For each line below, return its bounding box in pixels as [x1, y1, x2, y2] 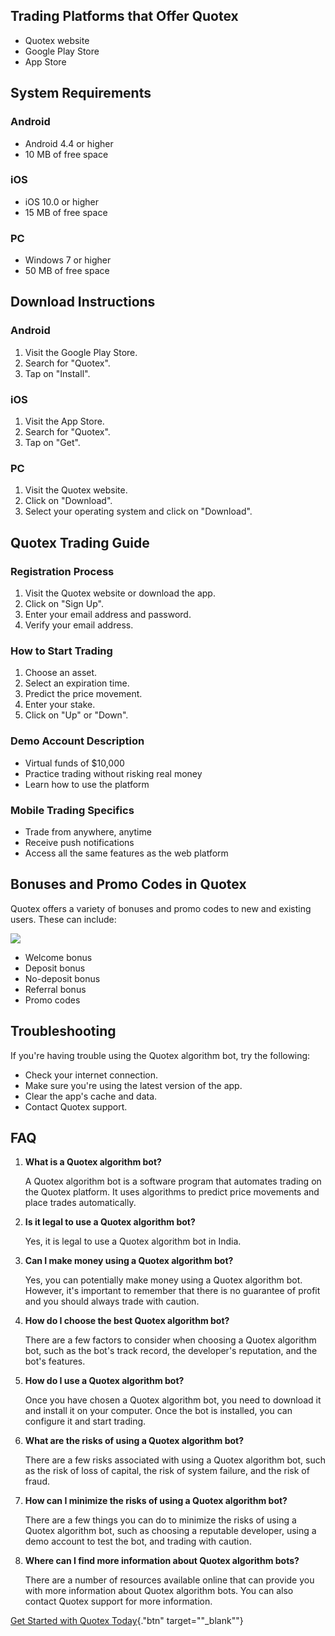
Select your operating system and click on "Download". [24, 505, 253, 518]
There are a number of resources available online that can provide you [24, 1574, 315, 1586]
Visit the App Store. [24, 415, 105, 428]
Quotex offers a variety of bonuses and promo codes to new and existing [10, 902, 312, 914]
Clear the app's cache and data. [24, 1090, 158, 1102]
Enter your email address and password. [24, 609, 192, 621]
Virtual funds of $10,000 [24, 757, 125, 769]
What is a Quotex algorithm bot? [24, 1156, 162, 1168]
